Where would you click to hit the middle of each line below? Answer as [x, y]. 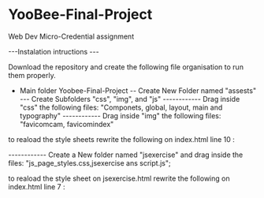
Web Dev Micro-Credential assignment [71, 36]
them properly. [32, 75]
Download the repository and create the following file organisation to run [126, 67]
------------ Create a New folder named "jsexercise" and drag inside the [126, 155]
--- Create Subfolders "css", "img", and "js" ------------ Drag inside [130, 99]
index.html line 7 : [37, 186]
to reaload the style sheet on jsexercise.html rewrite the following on [119, 178]
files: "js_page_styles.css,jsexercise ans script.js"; [89, 163]
